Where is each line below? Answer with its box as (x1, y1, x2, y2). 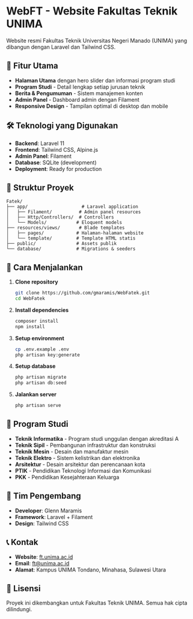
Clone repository (14, 278, 58, 285)
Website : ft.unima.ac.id (14, 553, 73, 561)
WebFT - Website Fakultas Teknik (6, 4, 178, 18)
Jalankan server (14, 391, 57, 398)
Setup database (14, 362, 56, 370)
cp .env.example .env (14, 346, 69, 352)
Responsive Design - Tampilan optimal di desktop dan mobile (14, 102, 168, 110)
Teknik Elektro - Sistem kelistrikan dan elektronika (14, 454, 140, 461)
